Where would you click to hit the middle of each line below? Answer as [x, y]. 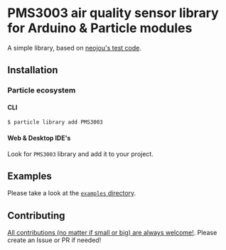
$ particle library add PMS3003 [55, 122]
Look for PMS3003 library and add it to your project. [81, 153]
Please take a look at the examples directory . [72, 193]
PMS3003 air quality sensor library [113, 13]
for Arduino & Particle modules [100, 28]
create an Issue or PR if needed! [54, 240]
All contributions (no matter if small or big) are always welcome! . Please [112, 233]
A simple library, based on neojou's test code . [75, 48]
